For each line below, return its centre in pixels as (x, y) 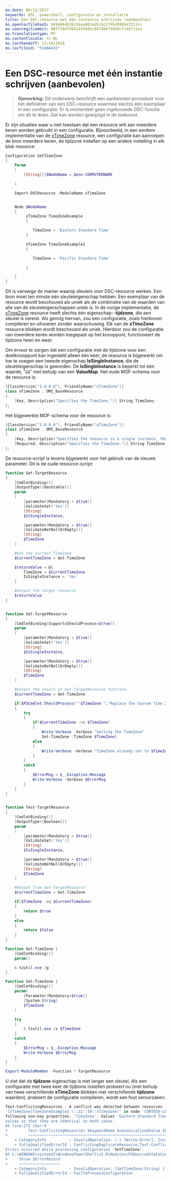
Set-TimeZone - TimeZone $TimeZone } (79, 737)
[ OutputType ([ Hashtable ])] (43, 487)
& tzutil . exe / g (32, 968)
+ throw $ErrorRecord (33, 1159)
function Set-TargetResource (36, 614)
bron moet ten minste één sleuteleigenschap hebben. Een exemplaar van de (85, 297)
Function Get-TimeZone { (32, 949)
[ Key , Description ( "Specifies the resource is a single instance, (86, 439)
